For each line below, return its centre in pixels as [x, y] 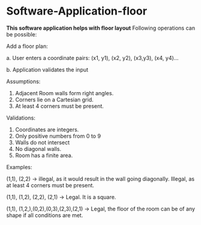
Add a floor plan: [27, 46]
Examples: [19, 167]
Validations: [21, 118]
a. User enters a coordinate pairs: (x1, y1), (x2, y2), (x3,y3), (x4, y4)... [93, 58]
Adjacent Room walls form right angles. [64, 93]
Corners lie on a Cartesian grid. [54, 99]
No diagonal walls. [38, 149]
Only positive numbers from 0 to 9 [58, 136]
